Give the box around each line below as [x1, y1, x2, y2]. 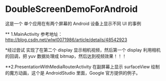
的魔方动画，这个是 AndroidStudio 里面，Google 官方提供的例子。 [5, 70, 141, 76]
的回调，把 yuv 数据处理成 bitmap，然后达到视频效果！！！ [5, 53, 127, 59]
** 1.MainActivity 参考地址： [5, 31, 63, 37]
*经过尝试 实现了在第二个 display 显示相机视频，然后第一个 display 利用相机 [5, 47, 161, 53]
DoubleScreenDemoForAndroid [5, 3, 138, 15]
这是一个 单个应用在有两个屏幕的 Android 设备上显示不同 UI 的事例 [5, 20, 141, 26]
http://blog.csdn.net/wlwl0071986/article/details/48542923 [5, 36, 128, 43]
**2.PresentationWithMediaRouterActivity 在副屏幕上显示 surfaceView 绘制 [5, 64, 160, 70]
